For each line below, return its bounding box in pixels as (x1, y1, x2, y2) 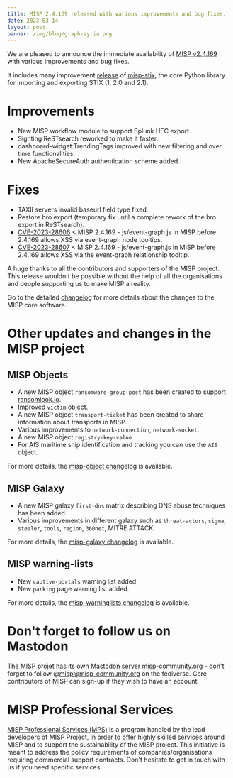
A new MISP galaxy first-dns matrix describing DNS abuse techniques (17, 501, 226, 510)
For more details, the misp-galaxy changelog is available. (7, 537, 174, 546)
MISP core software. (7, 301, 67, 309)
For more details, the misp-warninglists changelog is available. (7, 598, 190, 607)
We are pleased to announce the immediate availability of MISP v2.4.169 (7, 50, 218, 58)
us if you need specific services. (7, 762, 103, 771)
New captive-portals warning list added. (17, 576, 138, 586)
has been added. (17, 508, 67, 517)
